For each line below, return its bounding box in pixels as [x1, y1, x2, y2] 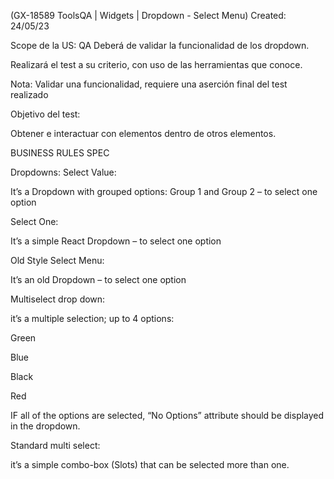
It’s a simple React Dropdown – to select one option [10, 235, 222, 247]
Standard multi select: [10, 440, 101, 451]
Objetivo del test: [10, 108, 81, 120]
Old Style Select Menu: [10, 255, 105, 266]
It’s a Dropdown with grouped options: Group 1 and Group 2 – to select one [10, 186, 318, 197]
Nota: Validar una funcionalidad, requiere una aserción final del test [10, 78, 288, 90]
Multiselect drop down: [10, 293, 106, 305]
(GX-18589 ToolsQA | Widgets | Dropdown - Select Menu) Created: [10, 10, 287, 21]
